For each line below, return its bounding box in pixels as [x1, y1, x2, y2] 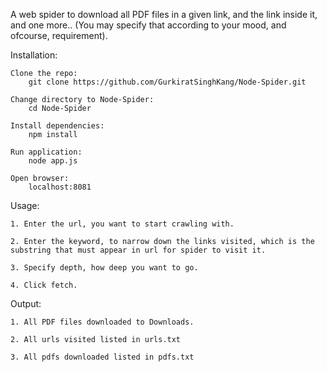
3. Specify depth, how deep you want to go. [10, 263, 199, 273]
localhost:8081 [28, 182, 92, 192]
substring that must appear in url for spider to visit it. [10, 245, 267, 255]
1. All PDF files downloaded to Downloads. [10, 317, 195, 327]
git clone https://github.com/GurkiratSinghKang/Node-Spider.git [28, 77, 307, 87]
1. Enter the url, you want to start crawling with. [10, 219, 235, 229]
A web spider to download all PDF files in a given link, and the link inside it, [10, 9, 318, 20]
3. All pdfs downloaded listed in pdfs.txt [10, 352, 195, 362]
